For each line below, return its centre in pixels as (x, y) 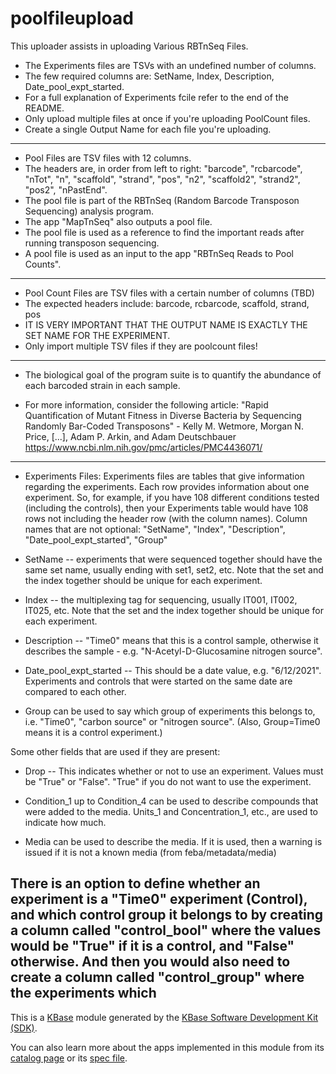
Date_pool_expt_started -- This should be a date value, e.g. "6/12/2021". (173, 670)
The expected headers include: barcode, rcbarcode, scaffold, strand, (167, 303)
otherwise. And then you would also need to (150, 962)
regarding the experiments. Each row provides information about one (167, 486)
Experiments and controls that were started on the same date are (158, 681)
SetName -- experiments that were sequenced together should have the (173, 559)
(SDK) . (24, 1028)
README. (44, 108)
